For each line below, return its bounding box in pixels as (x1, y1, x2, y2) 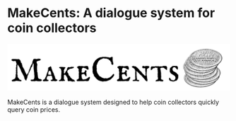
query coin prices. (7, 105, 61, 114)
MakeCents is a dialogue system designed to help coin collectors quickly (7, 98, 220, 106)
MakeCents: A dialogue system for (7, 5, 216, 21)
